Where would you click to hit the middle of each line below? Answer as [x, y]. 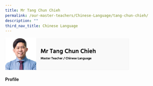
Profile [12, 79]
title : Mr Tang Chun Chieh [33, 10]
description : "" [22, 21]
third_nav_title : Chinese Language [42, 26]
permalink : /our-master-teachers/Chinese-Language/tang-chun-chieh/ [77, 15]
